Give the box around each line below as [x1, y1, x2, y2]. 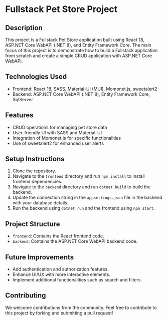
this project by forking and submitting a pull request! [5, 309, 113, 316]
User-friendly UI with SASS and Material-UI [12, 129, 102, 136]
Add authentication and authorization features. [12, 266, 109, 272]
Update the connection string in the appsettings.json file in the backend [12, 194, 162, 201]
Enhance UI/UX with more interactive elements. [12, 271, 110, 277]
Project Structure [5, 219, 60, 228]
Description [5, 24, 43, 32]
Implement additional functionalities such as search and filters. [12, 277, 142, 283]
